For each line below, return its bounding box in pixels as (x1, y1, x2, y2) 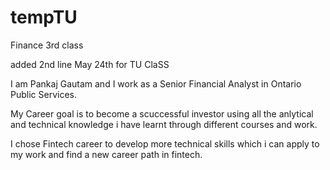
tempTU (10, 6, 78, 29)
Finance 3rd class (10, 39, 84, 51)
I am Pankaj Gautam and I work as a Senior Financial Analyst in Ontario (10, 77, 302, 90)
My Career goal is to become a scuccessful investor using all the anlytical (10, 107, 314, 120)
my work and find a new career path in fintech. (10, 148, 203, 160)
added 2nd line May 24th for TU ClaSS (10, 58, 170, 70)
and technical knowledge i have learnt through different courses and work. (10, 118, 318, 130)
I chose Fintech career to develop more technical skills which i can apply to (10, 137, 320, 150)
